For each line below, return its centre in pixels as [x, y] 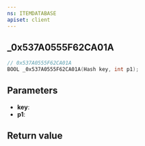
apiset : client [29, 20]
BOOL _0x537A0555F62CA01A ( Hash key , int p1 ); [73, 70]
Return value [35, 136]
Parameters [32, 90]
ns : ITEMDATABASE [32, 13]
